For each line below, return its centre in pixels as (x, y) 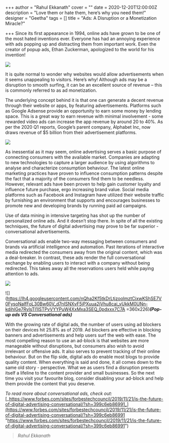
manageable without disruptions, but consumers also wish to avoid (75, 346)
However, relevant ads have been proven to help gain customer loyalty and (83, 184)
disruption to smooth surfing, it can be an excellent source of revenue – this (84, 85)
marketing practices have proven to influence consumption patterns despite (84, 173)
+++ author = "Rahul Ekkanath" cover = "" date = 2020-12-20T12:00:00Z (81, 7)
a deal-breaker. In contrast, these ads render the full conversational (75, 257)
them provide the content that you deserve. (50, 384)
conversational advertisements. (38, 232)
